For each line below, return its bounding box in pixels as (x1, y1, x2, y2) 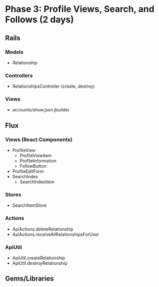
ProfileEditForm (12, 168, 44, 174)
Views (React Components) (5, 136, 73, 143)
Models (5, 48, 24, 55)
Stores (5, 191, 21, 198)
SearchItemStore (12, 202, 47, 208)
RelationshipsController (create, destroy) (12, 83, 95, 90)
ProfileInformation (19, 158, 57, 164)
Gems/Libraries (5, 275, 54, 283)
